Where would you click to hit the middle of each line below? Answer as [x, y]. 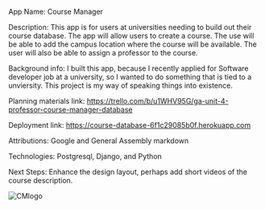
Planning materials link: [47, 101]
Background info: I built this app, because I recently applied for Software [128, 68]
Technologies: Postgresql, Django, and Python [85, 156]
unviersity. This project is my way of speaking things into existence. [121, 85]
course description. [41, 180]
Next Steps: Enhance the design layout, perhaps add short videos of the [128, 172]
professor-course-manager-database [70, 109]
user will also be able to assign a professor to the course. [104, 53]
